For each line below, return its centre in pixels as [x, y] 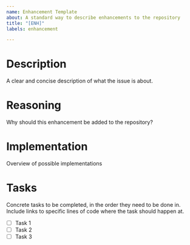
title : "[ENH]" [25, 23]
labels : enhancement [32, 29]
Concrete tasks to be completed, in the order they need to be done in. [93, 205]
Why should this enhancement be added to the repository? [80, 122]
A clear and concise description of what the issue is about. [80, 81]
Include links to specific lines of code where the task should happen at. [95, 211]
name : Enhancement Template [42, 12]
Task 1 [23, 223]
